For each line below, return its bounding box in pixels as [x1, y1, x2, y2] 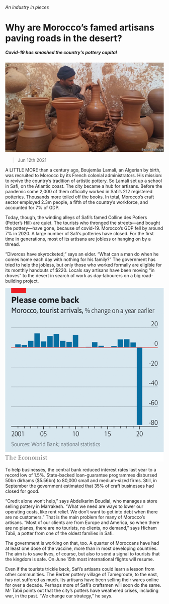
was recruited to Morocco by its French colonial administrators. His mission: [5, 172, 162, 179]
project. [23, 278, 39, 284]
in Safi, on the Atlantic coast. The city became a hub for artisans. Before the [5, 183, 162, 189]
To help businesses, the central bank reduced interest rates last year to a [5, 467, 156, 472]
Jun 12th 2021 [17, 157, 47, 163]
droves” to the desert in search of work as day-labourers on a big [5, 273, 141, 279]
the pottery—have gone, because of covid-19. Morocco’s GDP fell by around [5, 225, 163, 231]
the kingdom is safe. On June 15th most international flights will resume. [5, 556, 154, 562]
